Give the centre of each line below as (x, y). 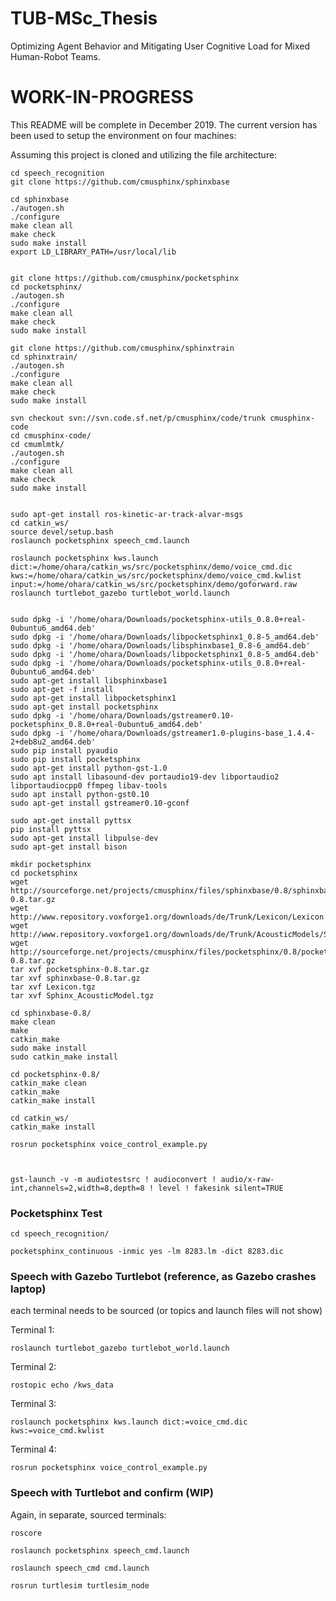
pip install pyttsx (51, 829)
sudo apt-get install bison (69, 847)
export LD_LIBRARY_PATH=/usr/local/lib (93, 252)
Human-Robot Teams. (55, 56)
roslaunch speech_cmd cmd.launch (80, 1568)
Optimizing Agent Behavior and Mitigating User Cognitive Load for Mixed (160, 46)
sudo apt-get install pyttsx (71, 820)
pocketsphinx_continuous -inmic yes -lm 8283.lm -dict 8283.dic (147, 1252)
